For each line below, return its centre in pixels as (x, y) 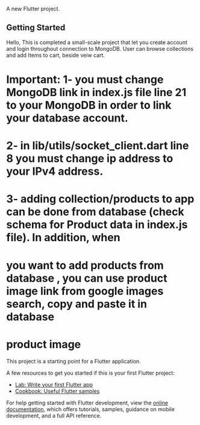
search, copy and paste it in (77, 304)
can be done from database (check (95, 212)
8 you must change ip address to (90, 159)
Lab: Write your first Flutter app (54, 384)
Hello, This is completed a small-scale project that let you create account (97, 42)
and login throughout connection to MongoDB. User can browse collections (100, 48)
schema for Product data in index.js (97, 225)
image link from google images (85, 291)
